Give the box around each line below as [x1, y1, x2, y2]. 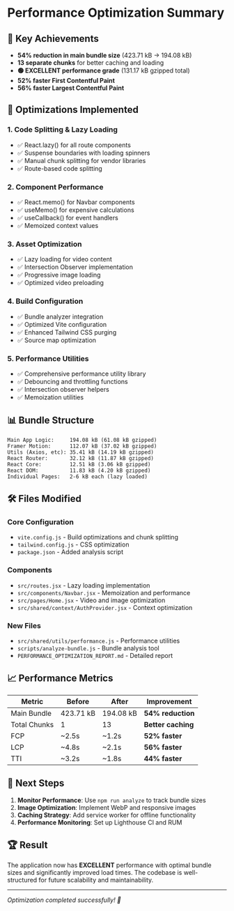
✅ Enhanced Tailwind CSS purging [17, 328, 117, 336]
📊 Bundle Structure [7, 415, 95, 427]
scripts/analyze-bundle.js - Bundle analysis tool [17, 643, 159, 652]
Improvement [146, 696, 192, 706]
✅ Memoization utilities [17, 392, 84, 401]
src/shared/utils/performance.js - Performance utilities [17, 636, 180, 645]
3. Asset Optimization [7, 239, 82, 249]
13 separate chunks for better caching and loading [17, 59, 164, 67]
